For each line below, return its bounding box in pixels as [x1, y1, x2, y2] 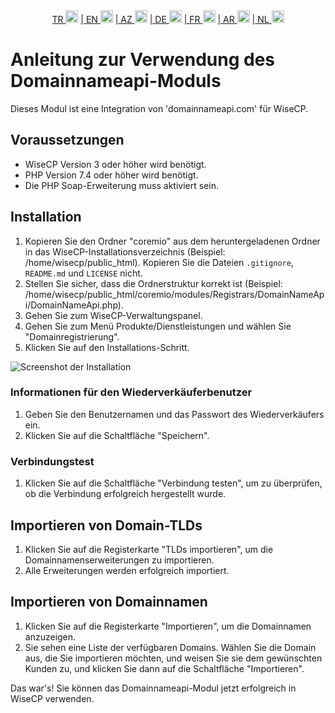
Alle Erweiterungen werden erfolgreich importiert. [24, 564, 230, 576]
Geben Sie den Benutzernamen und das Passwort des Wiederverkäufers [24, 408, 325, 420]
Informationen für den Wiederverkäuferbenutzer [10, 385, 253, 399]
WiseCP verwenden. [10, 692, 95, 704]
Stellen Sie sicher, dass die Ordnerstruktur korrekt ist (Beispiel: [24, 277, 283, 289]
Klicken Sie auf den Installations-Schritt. [24, 341, 190, 353]
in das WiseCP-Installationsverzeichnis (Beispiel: [24, 245, 226, 258]
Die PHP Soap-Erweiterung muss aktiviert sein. [24, 179, 219, 191]
